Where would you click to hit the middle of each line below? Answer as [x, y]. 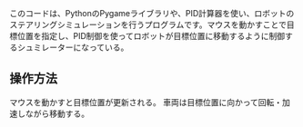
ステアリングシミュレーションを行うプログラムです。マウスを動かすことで [148, 24]
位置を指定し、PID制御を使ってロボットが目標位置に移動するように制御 [151, 36]
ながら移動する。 [57, 113]
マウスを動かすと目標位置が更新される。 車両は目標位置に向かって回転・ [146, 102]
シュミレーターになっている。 [73, 47]
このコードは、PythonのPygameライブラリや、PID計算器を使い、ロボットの [152, 13]
